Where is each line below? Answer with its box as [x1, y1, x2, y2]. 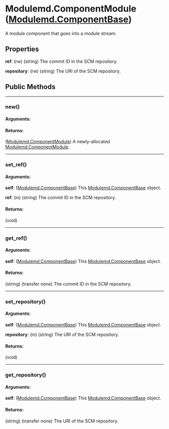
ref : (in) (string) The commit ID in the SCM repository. [5, 195, 116, 201]
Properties [5, 45, 39, 53]
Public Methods [5, 82, 56, 91]
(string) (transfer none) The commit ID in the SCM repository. [5, 281, 132, 287]
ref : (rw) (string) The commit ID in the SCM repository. [5, 58, 118, 64]
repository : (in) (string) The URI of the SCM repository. [5, 331, 119, 337]
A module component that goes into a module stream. [5, 30, 117, 36]
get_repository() [5, 372, 46, 379]
